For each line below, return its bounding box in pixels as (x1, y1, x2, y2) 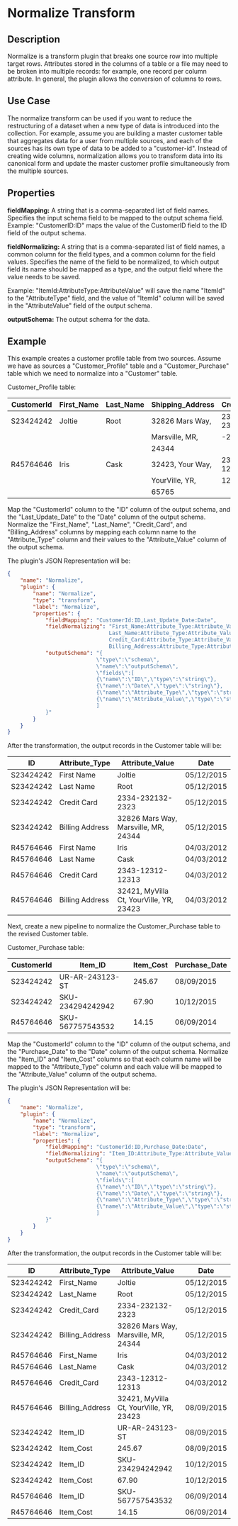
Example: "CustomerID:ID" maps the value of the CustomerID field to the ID (7, 221, 227, 230)
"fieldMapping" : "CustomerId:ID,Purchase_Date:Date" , (45, 1143, 208, 1151)
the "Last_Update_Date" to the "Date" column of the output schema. (7, 512, 206, 522)
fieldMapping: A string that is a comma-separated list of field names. (7, 206, 210, 214)
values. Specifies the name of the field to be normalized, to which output (7, 257, 220, 266)
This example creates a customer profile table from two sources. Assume (7, 354, 222, 363)
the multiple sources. (7, 167, 69, 175)
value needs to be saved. (7, 272, 81, 281)
